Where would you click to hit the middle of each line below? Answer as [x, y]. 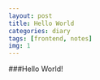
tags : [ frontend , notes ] [50, 38]
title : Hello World [41, 23]
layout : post [30, 16]
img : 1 [20, 46]
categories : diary [39, 31]
